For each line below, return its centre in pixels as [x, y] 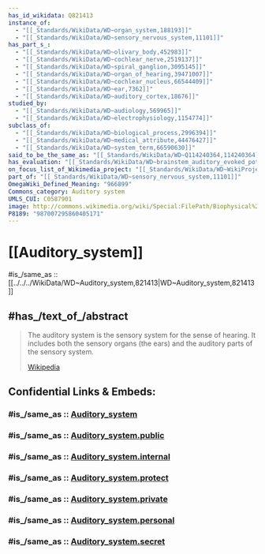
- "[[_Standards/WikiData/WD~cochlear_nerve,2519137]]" [109, 60]
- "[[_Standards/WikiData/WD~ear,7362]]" [84, 89]
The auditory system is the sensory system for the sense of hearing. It [142, 335]
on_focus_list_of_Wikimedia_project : [70, 170]
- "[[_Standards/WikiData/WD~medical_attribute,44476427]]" [116, 140]
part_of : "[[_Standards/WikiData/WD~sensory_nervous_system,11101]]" [125, 177]
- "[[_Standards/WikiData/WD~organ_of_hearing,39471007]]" [114, 74]
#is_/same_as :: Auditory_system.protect [89, 478]
